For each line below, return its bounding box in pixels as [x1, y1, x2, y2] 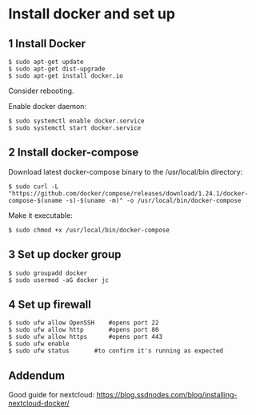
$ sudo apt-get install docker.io [8, 72, 124, 80]
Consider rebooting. [8, 86, 74, 95]
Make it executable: [8, 210, 74, 220]
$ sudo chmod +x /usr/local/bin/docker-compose [8, 226, 170, 234]
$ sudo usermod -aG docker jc [8, 276, 110, 284]
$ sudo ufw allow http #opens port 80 [8, 326, 159, 334]
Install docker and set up [8, 5, 176, 23]
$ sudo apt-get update [8, 58, 84, 66]
